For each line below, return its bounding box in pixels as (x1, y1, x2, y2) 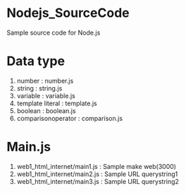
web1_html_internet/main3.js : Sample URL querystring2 (16, 177, 179, 185)
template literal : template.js (16, 99, 97, 107)
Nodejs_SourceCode (6, 5, 130, 21)
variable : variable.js (16, 91, 75, 100)
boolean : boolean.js (16, 106, 76, 115)
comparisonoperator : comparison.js (16, 114, 123, 122)
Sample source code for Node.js (6, 28, 101, 37)
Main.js (6, 139, 51, 155)
